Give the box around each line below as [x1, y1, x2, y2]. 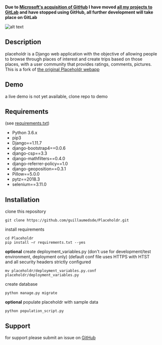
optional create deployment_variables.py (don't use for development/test [5, 249, 151, 254]
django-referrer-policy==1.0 [12, 161, 68, 167]
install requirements [5, 226, 45, 233]
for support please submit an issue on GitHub [5, 335, 96, 341]
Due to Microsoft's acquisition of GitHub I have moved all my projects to [5, 4, 153, 10]
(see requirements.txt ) [5, 120, 50, 126]
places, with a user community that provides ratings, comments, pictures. [5, 61, 152, 67]
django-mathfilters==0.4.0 [12, 156, 65, 162]
